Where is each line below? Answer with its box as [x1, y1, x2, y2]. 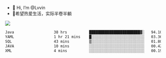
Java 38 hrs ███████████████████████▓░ [5, 30, 145, 35]
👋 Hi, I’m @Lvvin [12, 5, 45, 10]
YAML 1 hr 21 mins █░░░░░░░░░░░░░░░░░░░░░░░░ [5, 34, 145, 39]
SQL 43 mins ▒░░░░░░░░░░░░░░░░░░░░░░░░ [5, 39, 145, 44]
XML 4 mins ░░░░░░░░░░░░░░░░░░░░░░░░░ [5, 48, 145, 53]
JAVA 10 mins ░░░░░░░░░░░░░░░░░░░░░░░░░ [5, 44, 145, 49]
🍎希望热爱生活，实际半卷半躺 [12, 10, 72, 16]
